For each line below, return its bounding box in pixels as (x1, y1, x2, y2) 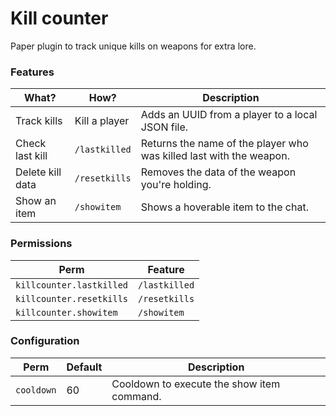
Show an (15, 194, 57, 208)
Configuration (10, 334, 80, 348)
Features (10, 65, 55, 79)
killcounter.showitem (15, 307, 118, 318)
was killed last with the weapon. (140, 149, 290, 163)
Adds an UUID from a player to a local (140, 108, 318, 122)
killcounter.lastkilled (15, 279, 129, 291)
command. (111, 389, 162, 403)
